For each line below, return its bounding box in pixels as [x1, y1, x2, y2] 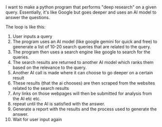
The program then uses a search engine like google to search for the [12, 49, 150, 55]
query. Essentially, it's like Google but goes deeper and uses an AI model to [5, 9, 157, 15]
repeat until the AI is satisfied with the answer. [12, 101, 105, 106]
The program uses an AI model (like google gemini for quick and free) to [12, 39, 158, 44]
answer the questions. [5, 15, 50, 20]
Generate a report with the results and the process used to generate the [12, 106, 157, 112]
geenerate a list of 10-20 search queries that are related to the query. [12, 44, 151, 49]
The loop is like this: [5, 24, 46, 30]
